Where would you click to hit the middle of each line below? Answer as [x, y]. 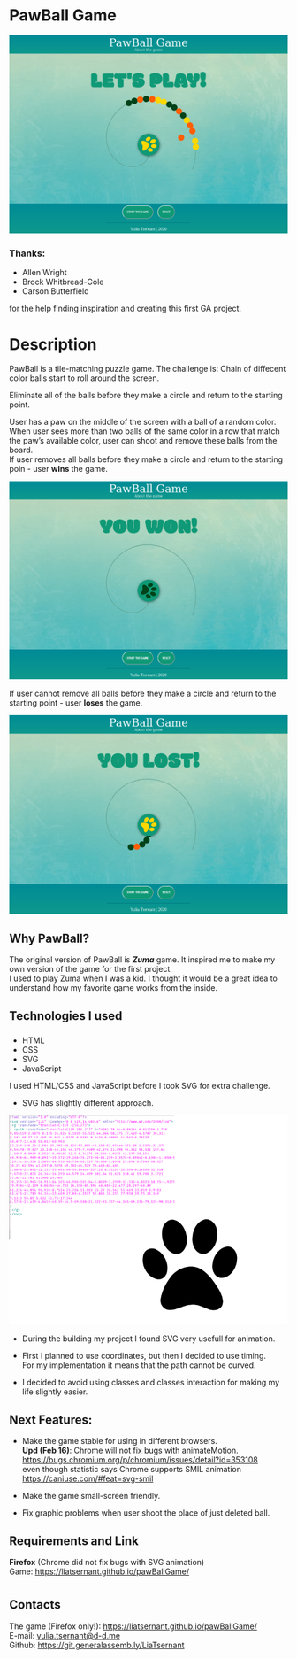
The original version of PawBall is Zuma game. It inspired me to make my [142, 960]
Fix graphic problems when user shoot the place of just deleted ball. [146, 1513]
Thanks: [27, 253]
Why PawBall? [49, 939]
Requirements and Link [74, 1541]
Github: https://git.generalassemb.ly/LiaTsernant [97, 1645]
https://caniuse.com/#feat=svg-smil [88, 1478]
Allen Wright [45, 273]
